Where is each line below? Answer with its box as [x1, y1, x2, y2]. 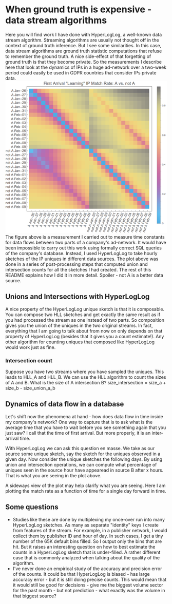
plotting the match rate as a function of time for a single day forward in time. [5, 488, 167, 494]
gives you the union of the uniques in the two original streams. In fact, [5, 322, 153, 328]
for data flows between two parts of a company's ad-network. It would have [5, 239, 166, 245]
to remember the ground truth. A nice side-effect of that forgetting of [5, 53, 151, 60]
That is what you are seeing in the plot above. [5, 472, 102, 478]
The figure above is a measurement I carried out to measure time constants [5, 233, 165, 240]
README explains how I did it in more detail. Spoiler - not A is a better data [5, 272, 163, 278]
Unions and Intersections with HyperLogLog [5, 293, 150, 301]
